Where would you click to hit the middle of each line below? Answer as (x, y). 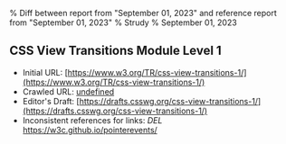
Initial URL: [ (45, 72)
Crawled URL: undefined (68, 91)
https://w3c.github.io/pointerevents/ (90, 130)
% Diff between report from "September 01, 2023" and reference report (143, 13)
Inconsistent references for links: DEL (92, 120)
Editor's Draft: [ (51, 101)
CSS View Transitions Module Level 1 (115, 51)
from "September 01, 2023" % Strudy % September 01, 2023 (123, 22)
